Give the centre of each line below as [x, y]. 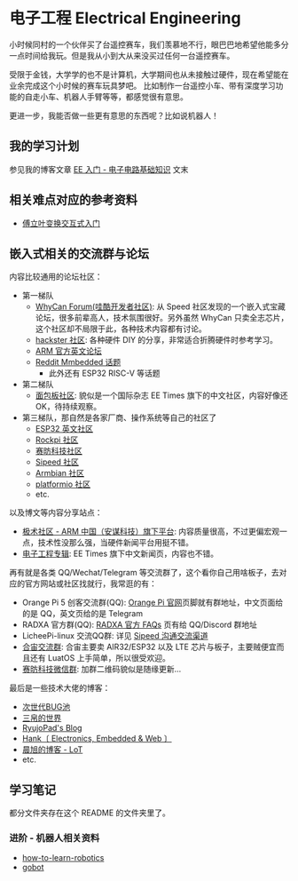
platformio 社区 [63, 484]
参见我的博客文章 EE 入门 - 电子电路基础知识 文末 [99, 169]
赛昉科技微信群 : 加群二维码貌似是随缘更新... [102, 669]
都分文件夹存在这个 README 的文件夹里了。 [90, 813]
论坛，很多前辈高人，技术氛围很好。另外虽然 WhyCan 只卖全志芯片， [162, 318]
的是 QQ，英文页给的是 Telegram [82, 614]
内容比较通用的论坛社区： [56, 277]
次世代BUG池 [46, 707]
